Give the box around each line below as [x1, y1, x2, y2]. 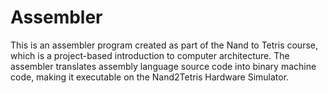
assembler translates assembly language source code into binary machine [10, 60, 317, 72]
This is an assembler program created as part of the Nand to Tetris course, [10, 39, 318, 51]
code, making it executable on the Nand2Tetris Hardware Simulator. [10, 71, 290, 83]
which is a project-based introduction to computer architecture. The [10, 49, 290, 61]
